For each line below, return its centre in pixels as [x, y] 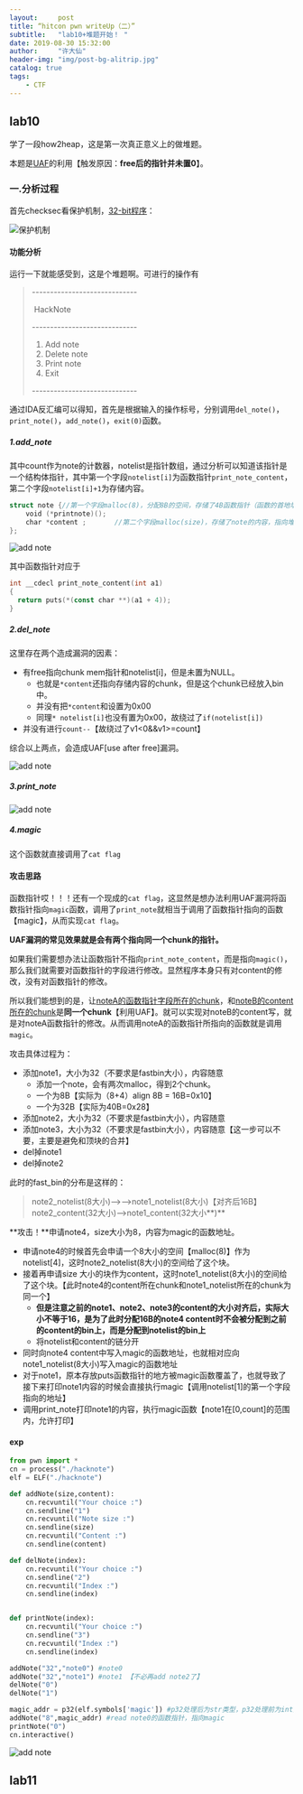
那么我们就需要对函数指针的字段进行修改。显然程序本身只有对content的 [142, 971]
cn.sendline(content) [66, 1545]
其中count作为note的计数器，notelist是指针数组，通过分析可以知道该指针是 [148, 465]
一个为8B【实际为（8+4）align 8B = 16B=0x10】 [126, 1096]
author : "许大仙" [48, 51]
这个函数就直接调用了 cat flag [65, 853]
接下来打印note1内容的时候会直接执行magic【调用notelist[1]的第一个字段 [156, 1387]
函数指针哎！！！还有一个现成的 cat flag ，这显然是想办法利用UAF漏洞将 [144, 898]
